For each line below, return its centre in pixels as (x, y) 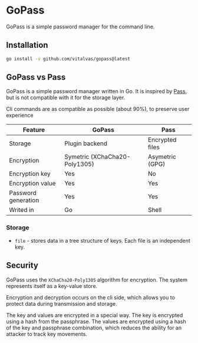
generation (24, 200)
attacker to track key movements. (47, 334)
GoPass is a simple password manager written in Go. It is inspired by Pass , (97, 92)
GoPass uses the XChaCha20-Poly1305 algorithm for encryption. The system (97, 280)
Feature (34, 130)
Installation (27, 45)
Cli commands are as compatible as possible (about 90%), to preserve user (98, 109)
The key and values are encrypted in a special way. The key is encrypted (95, 315)
